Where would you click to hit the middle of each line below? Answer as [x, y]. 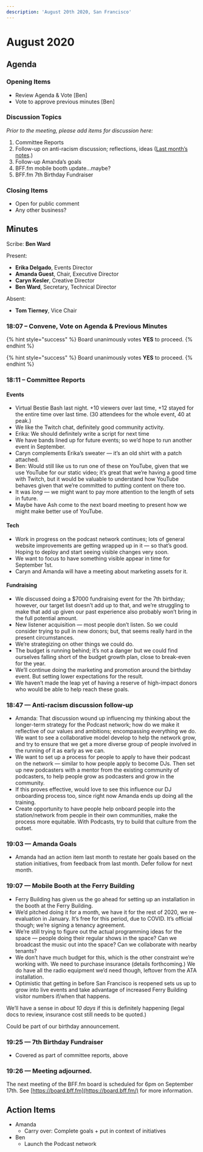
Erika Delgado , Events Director [54, 267]
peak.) [23, 421]
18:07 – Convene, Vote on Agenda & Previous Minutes [87, 326]
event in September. [40, 447]
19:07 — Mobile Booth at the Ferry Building [71, 886]
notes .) [24, 155]
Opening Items [29, 82]
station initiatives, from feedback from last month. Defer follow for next [104, 864]
